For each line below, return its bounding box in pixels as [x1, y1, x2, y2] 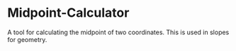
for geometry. [7, 35, 47, 43]
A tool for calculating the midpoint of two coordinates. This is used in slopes [7, 28, 230, 36]
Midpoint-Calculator [7, 5, 130, 21]
